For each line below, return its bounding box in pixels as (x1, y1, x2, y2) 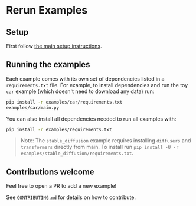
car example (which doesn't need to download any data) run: (6, 88, 155, 95)
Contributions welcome (6, 167, 94, 177)
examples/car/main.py (6, 104, 60, 111)
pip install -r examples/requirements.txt (6, 127, 112, 132)
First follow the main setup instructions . (6, 42, 102, 49)
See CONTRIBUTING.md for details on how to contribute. (6, 194, 136, 201)
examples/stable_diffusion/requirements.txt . (20, 149, 134, 157)
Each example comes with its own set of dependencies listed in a (6, 75, 165, 82)
